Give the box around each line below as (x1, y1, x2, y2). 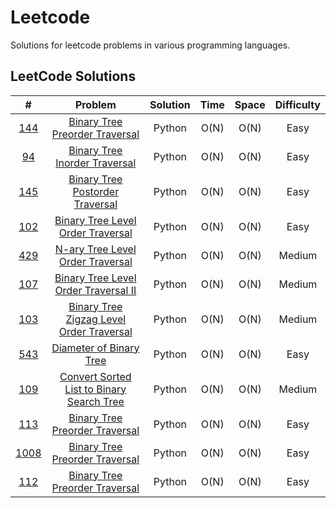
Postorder (72, 184, 120, 198)
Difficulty (274, 97, 321, 111)
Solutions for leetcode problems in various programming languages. (10, 39, 291, 51)
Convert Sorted (59, 369, 132, 383)
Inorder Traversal (55, 156, 137, 170)
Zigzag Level (65, 312, 127, 326)
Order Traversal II (54, 283, 137, 297)
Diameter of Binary (51, 341, 140, 355)
